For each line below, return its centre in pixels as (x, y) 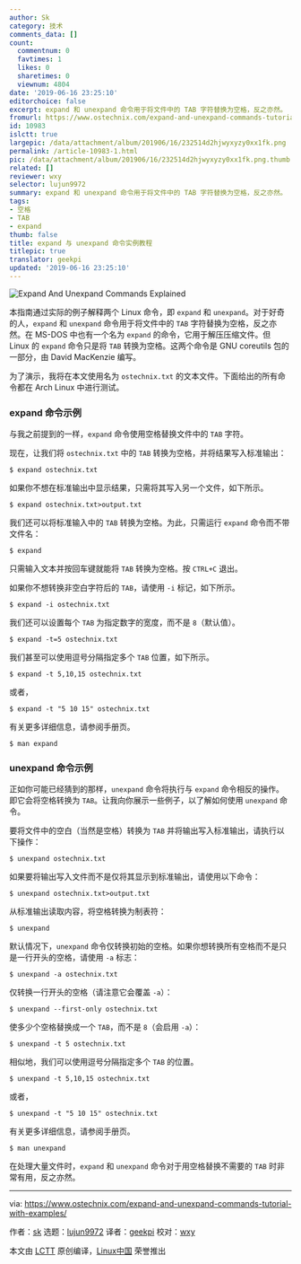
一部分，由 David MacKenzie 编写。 (75, 356)
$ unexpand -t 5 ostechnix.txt (68, 1044)
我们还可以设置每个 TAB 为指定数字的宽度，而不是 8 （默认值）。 (125, 623)
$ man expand (34, 744)
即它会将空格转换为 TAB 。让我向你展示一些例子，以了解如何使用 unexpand (143, 801)
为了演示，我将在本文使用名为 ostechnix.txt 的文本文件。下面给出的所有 (143, 376)
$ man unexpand (38, 1149)
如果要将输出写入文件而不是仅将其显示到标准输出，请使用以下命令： (135, 877)
